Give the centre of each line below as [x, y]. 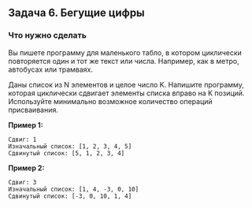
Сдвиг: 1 [22, 139]
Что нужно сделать [47, 35]
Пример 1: [26, 124]
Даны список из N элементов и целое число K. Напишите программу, [126, 84]
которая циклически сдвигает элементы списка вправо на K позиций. [126, 93]
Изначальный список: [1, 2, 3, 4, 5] [70, 146]
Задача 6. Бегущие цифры [77, 13]
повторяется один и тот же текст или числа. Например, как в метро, [124, 61]
